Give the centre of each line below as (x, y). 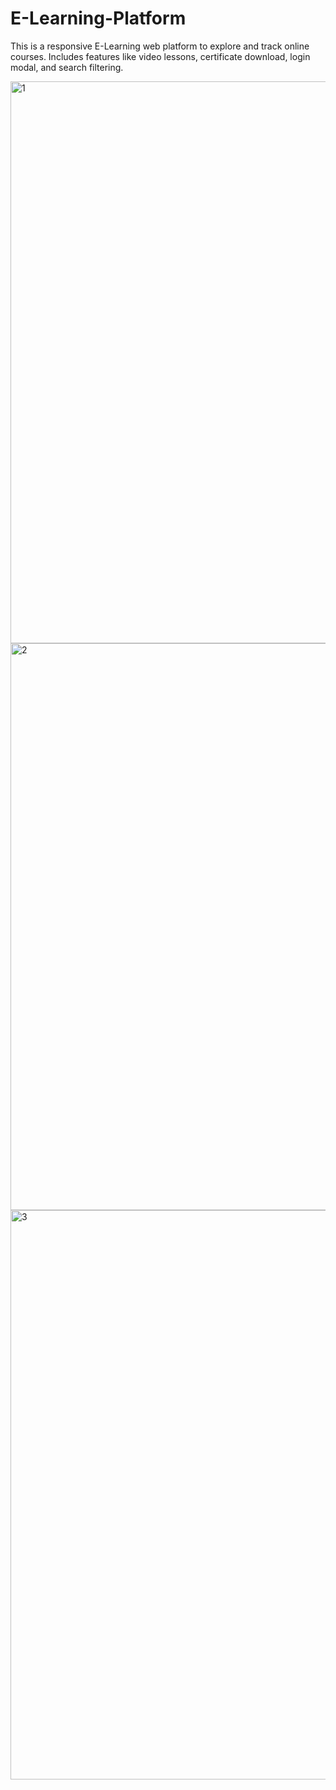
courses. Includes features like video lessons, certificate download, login (160, 56)
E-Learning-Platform (98, 18)
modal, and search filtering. (67, 67)
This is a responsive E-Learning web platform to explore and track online (160, 46)
